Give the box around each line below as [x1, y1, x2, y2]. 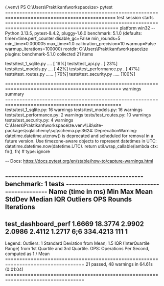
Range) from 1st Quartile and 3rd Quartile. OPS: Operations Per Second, [5, 246, 150, 252]
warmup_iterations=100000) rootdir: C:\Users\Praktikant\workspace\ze [5, 46, 148, 52]
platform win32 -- [119, 25, 156, 31]
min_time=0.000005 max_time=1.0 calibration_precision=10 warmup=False [5, 41, 156, 46]
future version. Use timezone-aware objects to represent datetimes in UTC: [5, 138, 157, 144]
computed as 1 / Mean [5, 251, 50, 257]
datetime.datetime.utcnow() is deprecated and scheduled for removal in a [5, 133, 153, 139]
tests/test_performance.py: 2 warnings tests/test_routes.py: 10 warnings [5, 112, 151, 117]
